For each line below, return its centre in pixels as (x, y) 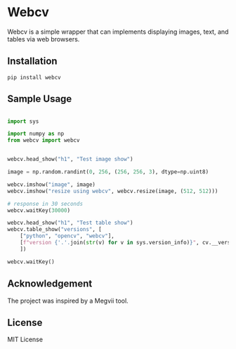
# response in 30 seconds (45, 204)
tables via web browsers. (44, 39)
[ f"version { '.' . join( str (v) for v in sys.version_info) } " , (110, 243)
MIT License (25, 340)
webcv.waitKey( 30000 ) (39, 210)
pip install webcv (34, 77)
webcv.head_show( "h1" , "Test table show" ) (70, 223)
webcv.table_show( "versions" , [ (54, 230)
